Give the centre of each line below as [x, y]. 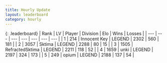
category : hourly [23, 19]
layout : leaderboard [27, 15]
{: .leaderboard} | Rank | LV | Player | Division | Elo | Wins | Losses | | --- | [81, 34]
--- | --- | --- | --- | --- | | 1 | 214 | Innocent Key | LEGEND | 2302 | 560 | [85, 39]
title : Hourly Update [28, 10]
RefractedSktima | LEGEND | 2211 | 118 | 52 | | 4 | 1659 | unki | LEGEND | [79, 50]
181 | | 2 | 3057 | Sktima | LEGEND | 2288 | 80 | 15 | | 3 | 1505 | [69, 44]
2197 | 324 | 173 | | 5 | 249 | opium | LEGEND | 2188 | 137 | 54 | [70, 55]
